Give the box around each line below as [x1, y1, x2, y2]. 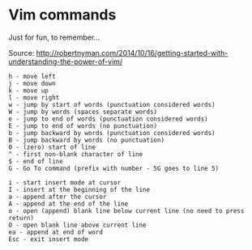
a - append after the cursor [8, 193, 107, 201]
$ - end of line [8, 157, 63, 165]
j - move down [8, 79, 57, 87]
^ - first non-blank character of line [8, 150, 143, 159]
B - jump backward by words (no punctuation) [8, 136, 164, 144]
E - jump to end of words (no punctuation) [8, 121, 158, 130]
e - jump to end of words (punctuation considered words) [8, 115, 208, 123]
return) [8, 214, 35, 222]
